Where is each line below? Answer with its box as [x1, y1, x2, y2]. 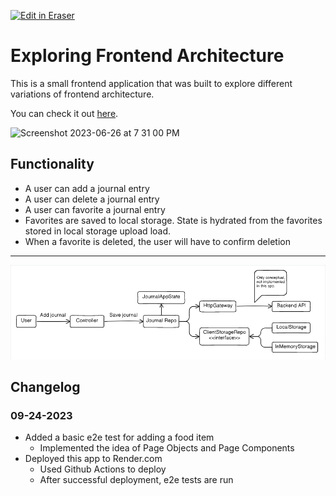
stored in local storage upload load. [24, 225, 172, 237]
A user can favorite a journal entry [24, 203, 166, 215]
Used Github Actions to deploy [39, 463, 167, 475]
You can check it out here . [10, 107, 119, 119]
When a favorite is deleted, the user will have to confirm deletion [24, 235, 291, 247]
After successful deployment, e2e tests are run [39, 474, 234, 486]
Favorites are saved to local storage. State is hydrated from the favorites [24, 214, 323, 226]
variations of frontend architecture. [10, 88, 155, 100]
